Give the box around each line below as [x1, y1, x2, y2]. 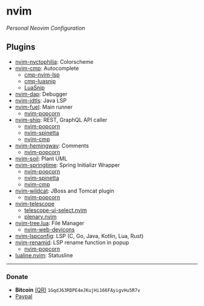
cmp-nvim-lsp [24, 71, 60, 78]
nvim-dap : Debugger [15, 90, 68, 98]
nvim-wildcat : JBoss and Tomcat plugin [15, 187, 114, 194]
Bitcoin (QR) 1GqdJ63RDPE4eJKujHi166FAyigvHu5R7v [15, 287, 141, 294]
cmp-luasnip [24, 77, 56, 84]
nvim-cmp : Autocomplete [15, 64, 79, 72]
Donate [6, 272, 29, 280]
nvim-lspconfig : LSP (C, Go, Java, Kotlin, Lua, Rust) [15, 232, 144, 239]
